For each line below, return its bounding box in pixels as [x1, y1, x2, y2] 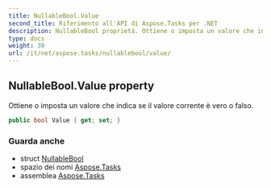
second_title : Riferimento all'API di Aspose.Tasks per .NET [8, 19, 219, 27]
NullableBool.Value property [8, 79, 155, 93]
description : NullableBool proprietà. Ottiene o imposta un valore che [8, 27, 254, 35]
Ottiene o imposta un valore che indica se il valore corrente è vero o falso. [8, 100, 254, 110]
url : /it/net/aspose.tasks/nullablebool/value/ [8, 49, 172, 57]
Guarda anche [8, 135, 65, 146]
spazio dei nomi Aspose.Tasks [19, 162, 121, 172]
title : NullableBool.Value [8, 11, 99, 20]
